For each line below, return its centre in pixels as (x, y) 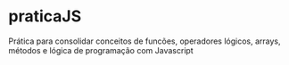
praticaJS (45, 16)
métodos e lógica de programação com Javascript (101, 50)
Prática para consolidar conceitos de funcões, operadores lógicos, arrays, (145, 41)
